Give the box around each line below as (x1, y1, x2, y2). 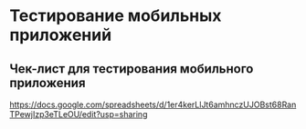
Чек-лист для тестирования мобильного (9, 61, 254, 76)
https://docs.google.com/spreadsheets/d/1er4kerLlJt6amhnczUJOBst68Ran (9, 99, 297, 110)
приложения (9, 74, 86, 91)
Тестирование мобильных (9, 5, 222, 26)
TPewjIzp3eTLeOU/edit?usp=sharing (9, 109, 148, 119)
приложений (9, 25, 112, 45)
